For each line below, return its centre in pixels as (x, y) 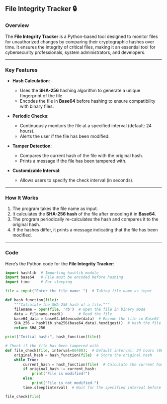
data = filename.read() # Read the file (63, 314)
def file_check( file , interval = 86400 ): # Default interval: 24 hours (80, 350)
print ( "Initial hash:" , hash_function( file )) (53, 337)
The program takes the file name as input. (55, 208)
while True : (26, 360)
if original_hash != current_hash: (60, 369)
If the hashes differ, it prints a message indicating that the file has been (85, 230)
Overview (17, 25)
